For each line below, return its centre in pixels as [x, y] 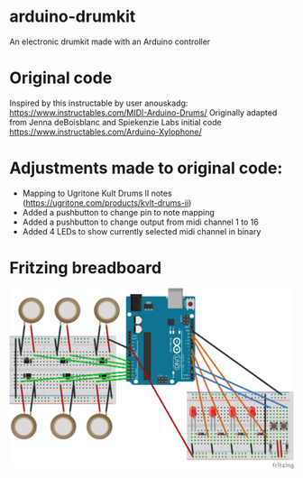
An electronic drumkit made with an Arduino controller [110, 41]
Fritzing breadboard [86, 268]
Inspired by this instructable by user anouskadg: [99, 103]
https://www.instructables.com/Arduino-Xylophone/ [106, 132]
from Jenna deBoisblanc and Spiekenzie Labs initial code [116, 122]
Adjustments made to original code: [146, 168]
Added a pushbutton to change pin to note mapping [118, 212]
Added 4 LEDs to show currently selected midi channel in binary [142, 231]
